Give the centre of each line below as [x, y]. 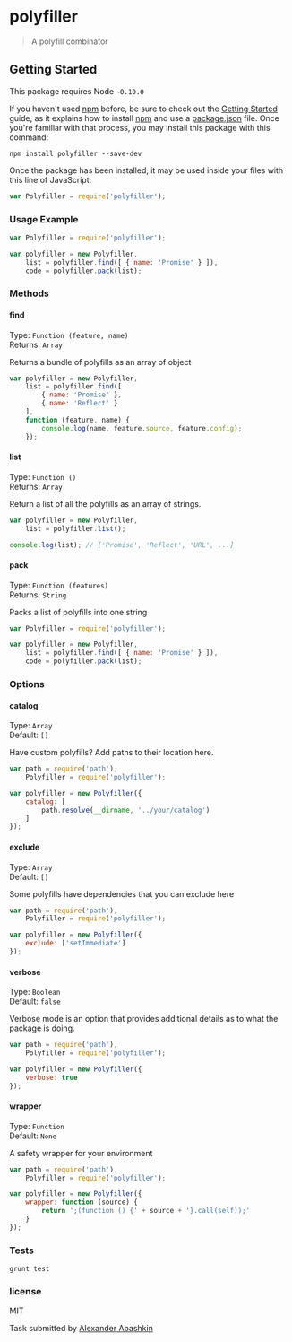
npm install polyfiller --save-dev [76, 153]
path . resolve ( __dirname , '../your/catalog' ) [126, 810]
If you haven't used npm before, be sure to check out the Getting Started [143, 109]
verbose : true [52, 1077]
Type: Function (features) [59, 585]
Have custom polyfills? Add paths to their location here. [112, 753]
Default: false [35, 1001]
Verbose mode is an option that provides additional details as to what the [144, 1019]
